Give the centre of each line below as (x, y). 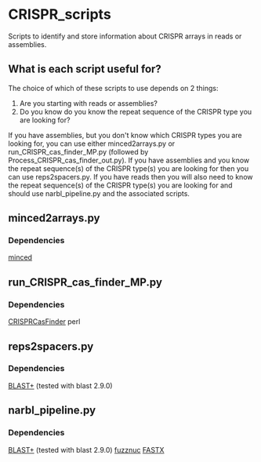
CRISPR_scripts (60, 15)
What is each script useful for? (85, 69)
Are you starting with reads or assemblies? (89, 103)
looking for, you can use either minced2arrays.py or (92, 144)
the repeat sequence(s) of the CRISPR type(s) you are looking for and (120, 185)
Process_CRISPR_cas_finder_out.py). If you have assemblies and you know (129, 160)
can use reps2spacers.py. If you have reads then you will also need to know (130, 176)
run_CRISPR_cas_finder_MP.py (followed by (78, 151)
